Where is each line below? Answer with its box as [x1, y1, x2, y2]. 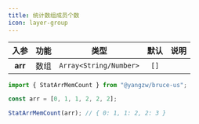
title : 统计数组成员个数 [8, 11, 80, 20]
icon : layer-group [8, 19, 68, 27]
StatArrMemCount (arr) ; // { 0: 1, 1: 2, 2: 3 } [8, 109, 167, 118]
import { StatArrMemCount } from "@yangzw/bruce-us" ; [8, 81, 188, 89]
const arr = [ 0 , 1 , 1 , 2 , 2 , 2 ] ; [8, 95, 118, 103]
